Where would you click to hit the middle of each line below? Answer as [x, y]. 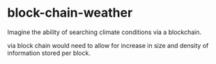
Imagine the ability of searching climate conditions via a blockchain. [105, 32]
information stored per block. [49, 53]
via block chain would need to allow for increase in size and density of [108, 45]
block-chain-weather [70, 13]
